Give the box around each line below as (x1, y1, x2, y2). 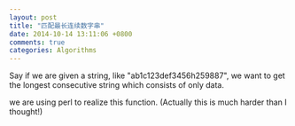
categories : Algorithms (9, 46, 97, 55)
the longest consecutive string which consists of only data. (9, 80, 224, 91)
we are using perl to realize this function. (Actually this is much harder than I (9, 97, 287, 107)
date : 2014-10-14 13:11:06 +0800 (9, 29, 133, 38)
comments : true (9, 37, 66, 47)
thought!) (9, 106, 43, 117)
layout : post (9, 12, 58, 22)
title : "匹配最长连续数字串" (9, 21, 105, 30)
